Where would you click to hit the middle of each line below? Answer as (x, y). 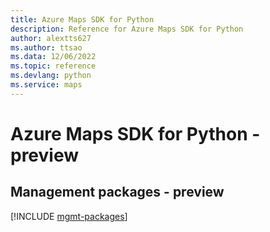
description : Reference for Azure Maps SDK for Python (127, 29)
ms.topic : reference (53, 66)
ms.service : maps (46, 85)
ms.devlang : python (51, 76)
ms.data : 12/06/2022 (53, 57)
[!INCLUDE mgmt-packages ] (69, 216)
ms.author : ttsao (46, 47)
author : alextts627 (51, 38)
